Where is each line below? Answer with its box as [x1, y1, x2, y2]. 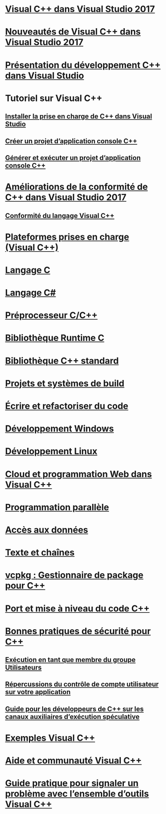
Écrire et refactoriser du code [5, 400, 129, 412]
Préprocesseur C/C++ [5, 310, 98, 321]
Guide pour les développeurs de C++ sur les [5, 705, 144, 713]
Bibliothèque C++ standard [5, 355, 119, 366]
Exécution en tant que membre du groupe [5, 655, 136, 664]
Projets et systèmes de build [5, 378, 125, 389]
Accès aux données [5, 524, 88, 536]
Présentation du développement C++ [5, 59, 161, 70]
